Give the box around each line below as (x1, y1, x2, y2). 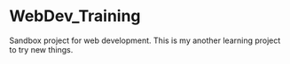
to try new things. (9, 44, 74, 54)
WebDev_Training (9, 6, 141, 26)
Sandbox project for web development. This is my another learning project (9, 35, 281, 46)
